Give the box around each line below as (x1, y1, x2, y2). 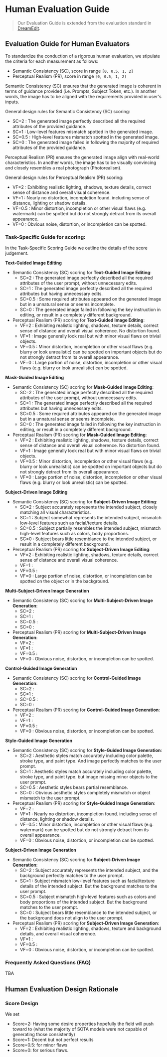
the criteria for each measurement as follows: (5, 58, 99, 64)
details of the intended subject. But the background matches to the (19, 883, 158, 889)
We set (5, 1011, 20, 1017)
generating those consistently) (12, 1032, 76, 1038)
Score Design (5, 1000, 38, 1007)
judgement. (5, 250, 29, 256)
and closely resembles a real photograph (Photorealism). (5, 164, 122, 170)
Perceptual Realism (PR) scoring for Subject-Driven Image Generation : (12, 920, 160, 926)
